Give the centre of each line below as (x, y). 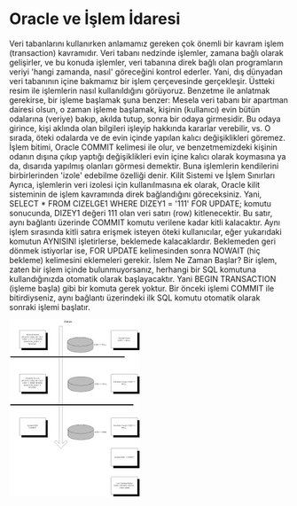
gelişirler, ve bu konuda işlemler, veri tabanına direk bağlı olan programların (146, 62)
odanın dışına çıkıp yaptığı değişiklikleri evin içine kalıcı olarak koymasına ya (148, 156)
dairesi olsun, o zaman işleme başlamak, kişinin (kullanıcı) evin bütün (135, 109)
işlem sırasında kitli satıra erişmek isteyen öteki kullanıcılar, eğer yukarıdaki (145, 231)
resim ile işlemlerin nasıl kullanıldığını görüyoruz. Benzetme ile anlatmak (140, 90)
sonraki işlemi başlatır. (50, 307)
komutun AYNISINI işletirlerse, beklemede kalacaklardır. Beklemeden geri (143, 241)
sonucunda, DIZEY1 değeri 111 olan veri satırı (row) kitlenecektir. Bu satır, (141, 213)
